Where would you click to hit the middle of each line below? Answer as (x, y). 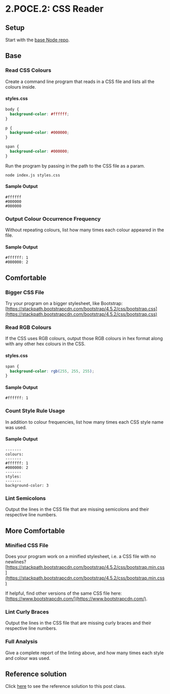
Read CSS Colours (29, 70)
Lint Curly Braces (27, 612)
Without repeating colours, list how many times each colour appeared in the (85, 230)
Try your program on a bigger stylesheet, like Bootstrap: (64, 303)
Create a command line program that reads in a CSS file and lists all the (80, 81)
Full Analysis (22, 642)
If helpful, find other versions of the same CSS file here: (64, 593)
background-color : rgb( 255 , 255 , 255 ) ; (52, 371)
